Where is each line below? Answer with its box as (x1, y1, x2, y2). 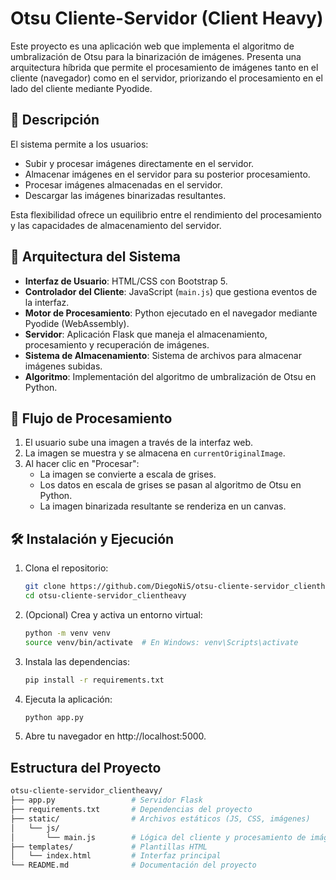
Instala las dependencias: (24, 655, 130, 667)
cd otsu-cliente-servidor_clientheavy (24, 591, 187, 601)
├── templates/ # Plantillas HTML (10, 842, 208, 852)
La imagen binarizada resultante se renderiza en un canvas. (39, 500, 287, 512)
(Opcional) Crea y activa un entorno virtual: (24, 608, 203, 621)
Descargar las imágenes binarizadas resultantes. (24, 189, 227, 201)
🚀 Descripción (10, 112, 100, 129)
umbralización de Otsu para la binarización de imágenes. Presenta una (10, 50, 302, 62)
